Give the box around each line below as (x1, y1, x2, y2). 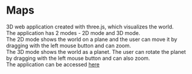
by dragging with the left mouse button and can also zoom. (6, 54, 150, 62)
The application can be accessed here (6, 60, 100, 68)
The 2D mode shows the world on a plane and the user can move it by (6, 36, 178, 43)
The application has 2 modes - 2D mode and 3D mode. (6, 29, 140, 36)
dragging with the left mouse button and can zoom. (6, 42, 132, 49)
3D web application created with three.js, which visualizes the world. (6, 23, 174, 30)
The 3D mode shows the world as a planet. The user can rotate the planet (6, 48, 186, 55)
